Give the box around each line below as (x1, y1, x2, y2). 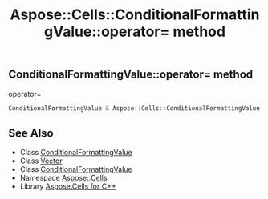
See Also (8, 126, 54, 140)
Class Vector (19, 156, 63, 165)
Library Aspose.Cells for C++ (19, 181, 116, 191)
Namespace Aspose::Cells (19, 173, 108, 183)
